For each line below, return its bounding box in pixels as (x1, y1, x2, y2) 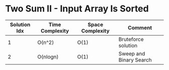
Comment (128, 24, 152, 31)
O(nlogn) (37, 53, 59, 60)
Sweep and (118, 50, 145, 57)
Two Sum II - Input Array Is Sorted (5, 3, 149, 14)
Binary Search (118, 56, 152, 63)
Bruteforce (118, 35, 144, 42)
